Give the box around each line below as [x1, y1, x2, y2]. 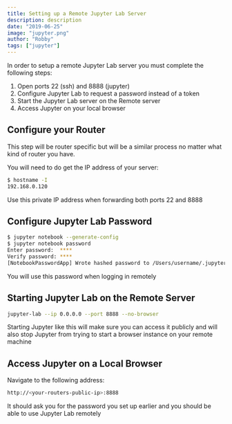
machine [7, 338, 32, 346]
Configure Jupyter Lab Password [7, 215, 153, 227]
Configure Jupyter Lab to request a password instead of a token [17, 89, 200, 98]
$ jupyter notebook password [7, 240, 91, 248]
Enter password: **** [7, 247, 72, 254]
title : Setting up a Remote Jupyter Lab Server [7, 10, 147, 17]
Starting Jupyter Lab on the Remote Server [7, 292, 195, 304]
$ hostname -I [7, 176, 48, 183]
